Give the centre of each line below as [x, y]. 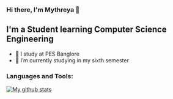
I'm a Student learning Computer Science [86, 30]
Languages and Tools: [40, 76]
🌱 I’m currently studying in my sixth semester [72, 60]
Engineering [30, 39]
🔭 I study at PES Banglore [47, 54]
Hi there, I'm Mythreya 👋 [43, 10]
